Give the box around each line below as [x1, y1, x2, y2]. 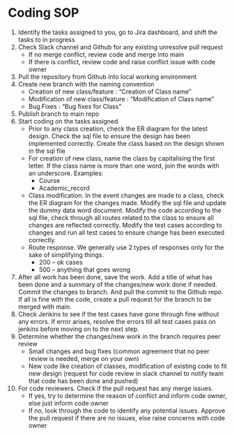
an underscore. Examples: [28, 169, 104, 177]
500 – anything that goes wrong [38, 265, 131, 274]
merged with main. [17, 302, 72, 311]
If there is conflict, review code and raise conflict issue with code [28, 57, 216, 66]
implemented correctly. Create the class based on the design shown [28, 139, 225, 147]
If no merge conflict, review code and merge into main [28, 50, 184, 59]
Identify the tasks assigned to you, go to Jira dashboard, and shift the [17, 28, 218, 36]
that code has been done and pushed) [28, 376, 139, 385]
